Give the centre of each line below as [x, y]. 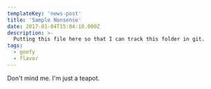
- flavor [26, 59]
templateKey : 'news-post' [44, 13]
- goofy [24, 52]
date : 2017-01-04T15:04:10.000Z [53, 26]
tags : [15, 46]
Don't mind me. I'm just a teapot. [53, 78]
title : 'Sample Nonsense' [44, 20]
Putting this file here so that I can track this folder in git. [109, 39]
